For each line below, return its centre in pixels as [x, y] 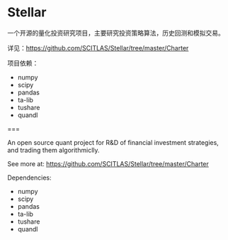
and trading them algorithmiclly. [54, 150]
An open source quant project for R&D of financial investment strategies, [113, 142]
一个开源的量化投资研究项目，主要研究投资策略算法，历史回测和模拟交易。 [116, 33]
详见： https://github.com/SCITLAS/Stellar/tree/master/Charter [98, 48]
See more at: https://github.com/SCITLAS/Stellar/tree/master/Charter [108, 163]
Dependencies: [29, 178]
